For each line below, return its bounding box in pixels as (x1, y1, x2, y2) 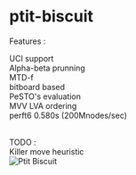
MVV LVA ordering (9, 100, 77, 111)
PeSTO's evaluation (9, 91, 82, 102)
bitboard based (9, 81, 65, 92)
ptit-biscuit (9, 6, 94, 27)
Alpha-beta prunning (9, 62, 86, 73)
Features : (9, 36, 46, 46)
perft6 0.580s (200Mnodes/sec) (9, 110, 127, 121)
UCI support (9, 53, 54, 63)
